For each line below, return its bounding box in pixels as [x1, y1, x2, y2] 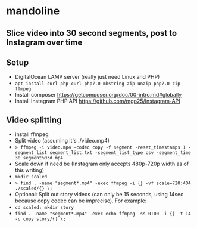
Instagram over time [6, 37, 83, 47]
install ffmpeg [14, 131, 49, 138]
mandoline [6, 4, 60, 18]
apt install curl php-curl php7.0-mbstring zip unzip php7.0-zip [14, 81, 180, 87]
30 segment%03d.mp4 [14, 155, 64, 161]
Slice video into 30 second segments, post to [6, 28, 177, 38]
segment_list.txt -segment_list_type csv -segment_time [49, 150, 192, 156]
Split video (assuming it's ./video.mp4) [14, 137, 110, 144]
